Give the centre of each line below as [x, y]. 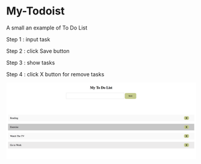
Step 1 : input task [28, 39]
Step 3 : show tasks [31, 62]
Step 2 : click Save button [38, 51]
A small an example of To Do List [47, 28]
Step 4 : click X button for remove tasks [55, 74]
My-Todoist [36, 11]
